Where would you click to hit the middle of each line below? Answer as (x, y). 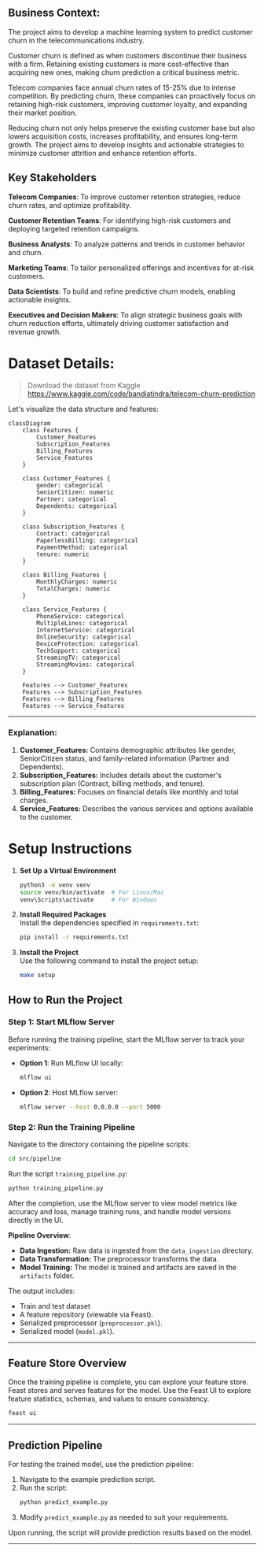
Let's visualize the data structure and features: (83, 409)
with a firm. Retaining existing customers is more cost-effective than (119, 64)
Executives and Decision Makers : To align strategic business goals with (125, 315)
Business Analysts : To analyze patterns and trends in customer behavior (127, 244)
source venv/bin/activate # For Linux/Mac (92, 892)
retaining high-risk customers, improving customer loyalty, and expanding (128, 104)
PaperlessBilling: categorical (88, 540)
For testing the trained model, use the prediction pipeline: (101, 1465)
